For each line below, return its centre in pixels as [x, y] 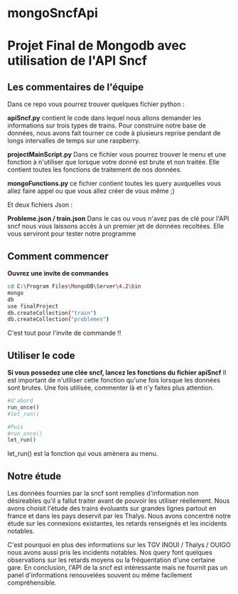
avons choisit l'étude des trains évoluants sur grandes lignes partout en [112, 509]
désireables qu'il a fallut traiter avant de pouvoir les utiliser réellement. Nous [119, 501]
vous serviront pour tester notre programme [72, 234]
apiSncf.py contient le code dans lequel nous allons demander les [104, 118]
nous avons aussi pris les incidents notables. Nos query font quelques [110, 553]
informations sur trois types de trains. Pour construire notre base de [107, 125]
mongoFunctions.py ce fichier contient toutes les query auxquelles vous [114, 184]
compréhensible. [32, 583]
